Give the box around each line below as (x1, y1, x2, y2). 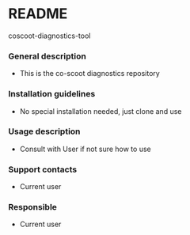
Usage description (8, 126, 81, 137)
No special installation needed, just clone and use (19, 106, 182, 116)
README (8, 5, 68, 23)
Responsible (8, 202, 58, 213)
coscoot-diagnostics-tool (8, 31, 91, 40)
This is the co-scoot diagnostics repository (19, 69, 160, 78)
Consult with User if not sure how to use (19, 144, 152, 154)
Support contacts (8, 164, 78, 175)
